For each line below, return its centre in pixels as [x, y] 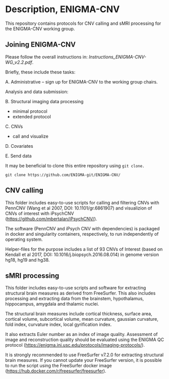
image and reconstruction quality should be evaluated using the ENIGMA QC [85, 340]
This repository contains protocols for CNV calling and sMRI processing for [83, 23]
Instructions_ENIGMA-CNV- [118, 57]
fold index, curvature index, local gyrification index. [59, 324]
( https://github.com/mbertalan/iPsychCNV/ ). [51, 219]
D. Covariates [19, 146]
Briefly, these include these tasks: [40, 72]
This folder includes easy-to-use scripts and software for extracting [76, 288]
